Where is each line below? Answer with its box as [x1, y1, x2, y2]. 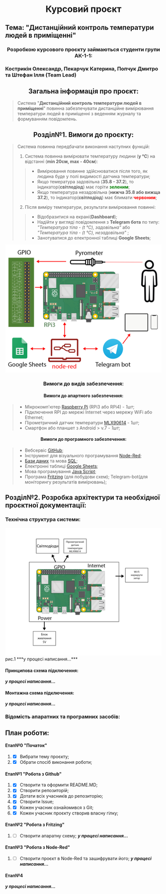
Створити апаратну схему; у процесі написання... [19, 832, 128, 838]
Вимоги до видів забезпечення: [43, 380, 124, 387]
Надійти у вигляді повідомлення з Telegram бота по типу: [37, 219, 160, 225]
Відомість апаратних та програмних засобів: [5, 713, 120, 720]
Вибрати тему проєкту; [19, 753, 70, 759]
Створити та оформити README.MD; [19, 782, 98, 788]
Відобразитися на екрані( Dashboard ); [37, 214, 118, 220]
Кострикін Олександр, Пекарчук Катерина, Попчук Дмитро [5, 66, 159, 73]
